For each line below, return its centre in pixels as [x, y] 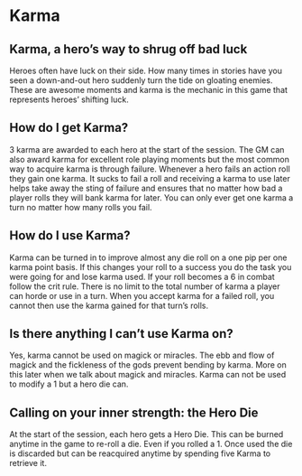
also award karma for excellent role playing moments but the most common [150, 159]
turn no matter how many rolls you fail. [81, 207]
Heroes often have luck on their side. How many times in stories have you [146, 70]
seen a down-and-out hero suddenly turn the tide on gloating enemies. [141, 80]
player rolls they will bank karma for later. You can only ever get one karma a [151, 197]
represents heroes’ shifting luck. [69, 99]
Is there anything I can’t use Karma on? [122, 334]
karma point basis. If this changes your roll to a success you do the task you [151, 266]
